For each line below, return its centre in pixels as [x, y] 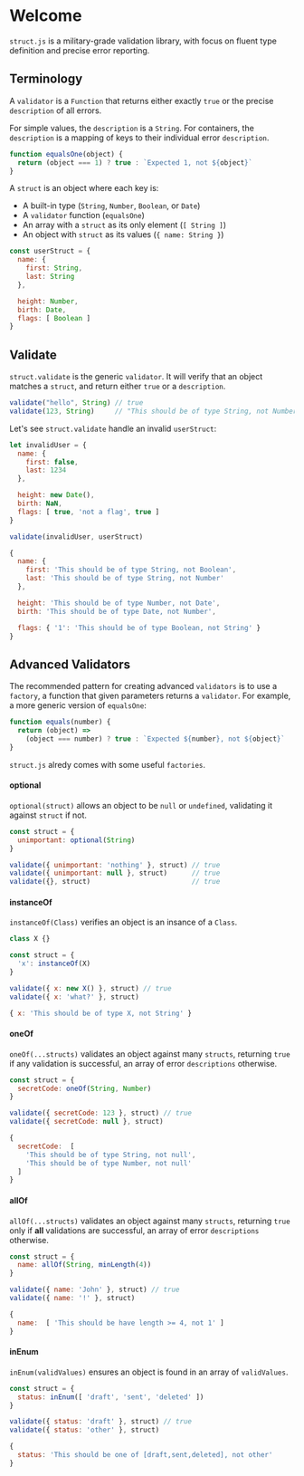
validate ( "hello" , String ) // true [76, 403]
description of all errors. [56, 110]
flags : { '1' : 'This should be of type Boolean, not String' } [139, 628]
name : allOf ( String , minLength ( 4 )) [85, 1265]
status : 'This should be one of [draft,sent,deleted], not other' [145, 1455]
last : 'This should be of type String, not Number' [125, 579]
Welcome [46, 16]
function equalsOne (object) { [66, 154]
